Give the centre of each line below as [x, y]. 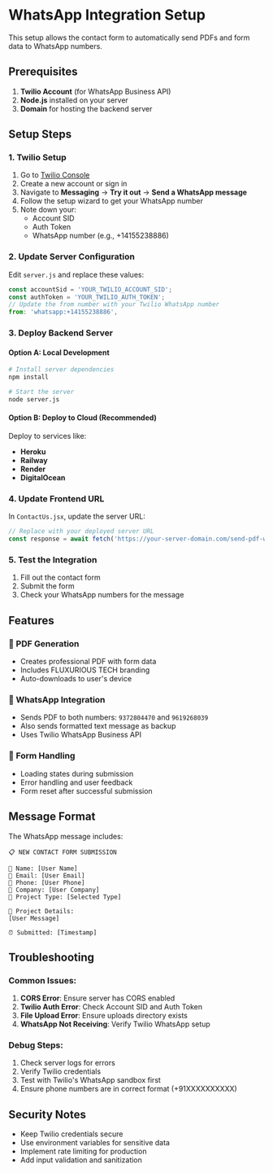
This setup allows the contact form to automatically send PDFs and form [129, 37]
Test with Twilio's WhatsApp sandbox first [90, 1080]
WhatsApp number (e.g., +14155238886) [100, 236]
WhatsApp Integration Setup [107, 15]
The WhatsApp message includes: [66, 836]
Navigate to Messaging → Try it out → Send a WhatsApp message [134, 192]
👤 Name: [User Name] [43, 869]
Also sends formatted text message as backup [98, 726]
